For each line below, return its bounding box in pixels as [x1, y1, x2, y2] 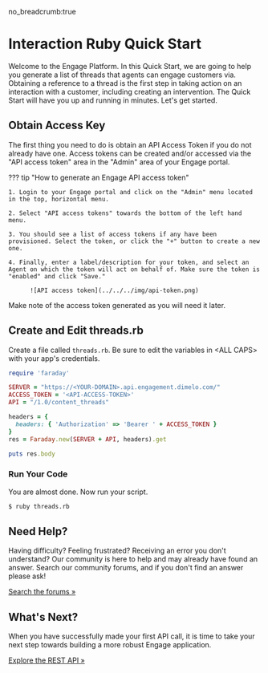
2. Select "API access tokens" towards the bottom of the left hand [8, 209, 242, 217]
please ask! [8, 571, 47, 581]
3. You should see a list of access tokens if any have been [8, 230, 217, 238]
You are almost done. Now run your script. [8, 487, 148, 497]
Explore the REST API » [8, 655, 86, 665]
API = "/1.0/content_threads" [8, 399, 110, 407]
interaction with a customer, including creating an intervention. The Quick [8, 87, 251, 96]
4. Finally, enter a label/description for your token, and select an [8, 258, 250, 266]
